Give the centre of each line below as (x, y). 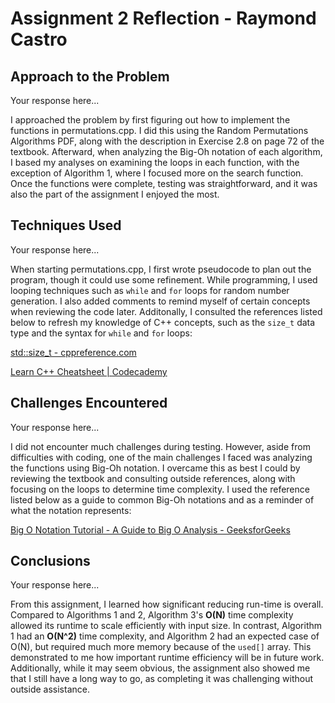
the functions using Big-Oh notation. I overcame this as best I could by (155, 468)
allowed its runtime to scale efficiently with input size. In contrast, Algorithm (166, 626)
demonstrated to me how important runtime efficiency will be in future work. (167, 658)
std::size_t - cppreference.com (73, 352)
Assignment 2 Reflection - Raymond (163, 18)
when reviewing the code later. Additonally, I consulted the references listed (166, 311)
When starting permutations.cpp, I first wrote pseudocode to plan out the (161, 269)
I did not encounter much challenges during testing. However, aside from (160, 446)
